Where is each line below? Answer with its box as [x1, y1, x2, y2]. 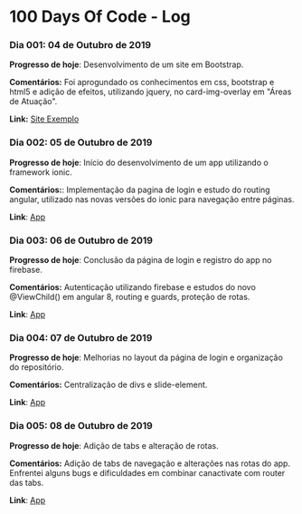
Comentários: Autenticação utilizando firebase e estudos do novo [9, 282, 256, 293]
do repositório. [9, 362, 64, 373]
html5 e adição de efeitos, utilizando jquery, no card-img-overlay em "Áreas [9, 86, 292, 97]
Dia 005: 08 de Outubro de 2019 [9, 420, 154, 432]
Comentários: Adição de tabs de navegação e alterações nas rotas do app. [9, 458, 291, 469]
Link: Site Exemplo [9, 113, 80, 124]
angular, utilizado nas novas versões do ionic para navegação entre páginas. [9, 193, 295, 205]
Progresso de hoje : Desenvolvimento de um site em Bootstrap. [9, 59, 244, 70]
